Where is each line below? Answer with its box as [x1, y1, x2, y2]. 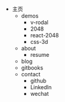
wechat [30, 90, 49, 97]
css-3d [30, 38, 49, 45]
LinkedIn [30, 84, 52, 90]
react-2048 [30, 32, 59, 38]
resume [30, 51, 50, 58]
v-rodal [30, 19, 49, 26]
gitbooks [21, 64, 44, 71]
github [30, 77, 47, 84]
